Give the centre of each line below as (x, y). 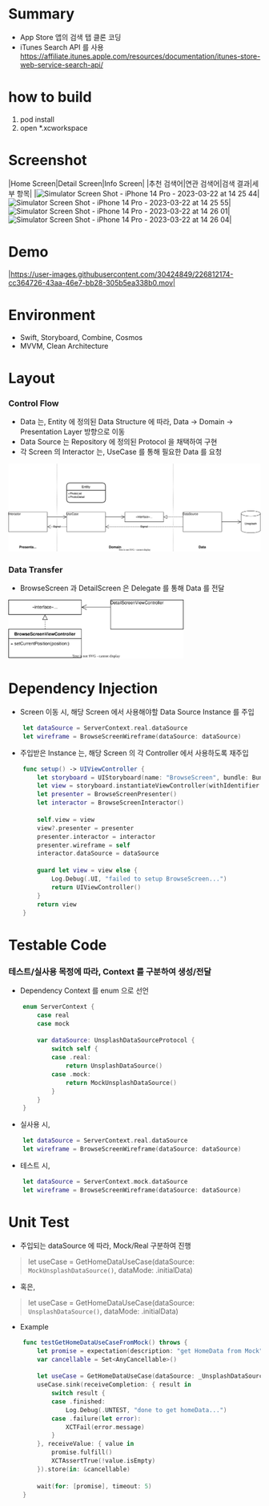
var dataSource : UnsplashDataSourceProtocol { (116, 1040)
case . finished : (78, 1401)
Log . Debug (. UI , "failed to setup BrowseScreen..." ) (139, 879)
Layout (32, 378)
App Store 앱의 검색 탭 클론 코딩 (70, 37)
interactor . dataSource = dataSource (98, 854)
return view (57, 904)
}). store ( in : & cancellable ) (84, 1469)
